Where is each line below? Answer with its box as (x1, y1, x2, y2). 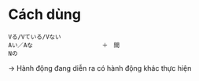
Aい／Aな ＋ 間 (8, 41, 120, 49)
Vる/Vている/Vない (8, 33, 61, 41)
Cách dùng (8, 6, 81, 24)
